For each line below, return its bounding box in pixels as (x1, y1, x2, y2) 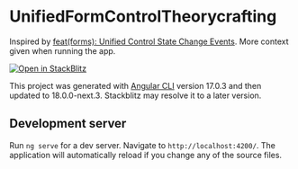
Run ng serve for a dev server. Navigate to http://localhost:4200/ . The (9, 139, 276, 150)
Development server (9, 116, 127, 131)
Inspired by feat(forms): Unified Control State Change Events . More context (9, 36, 290, 47)
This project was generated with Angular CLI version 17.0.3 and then (9, 80, 262, 91)
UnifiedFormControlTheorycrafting (9, 6, 277, 27)
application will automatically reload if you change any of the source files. (9, 149, 282, 160)
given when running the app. (9, 45, 116, 56)
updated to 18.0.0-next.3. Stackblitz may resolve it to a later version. (9, 90, 262, 101)
